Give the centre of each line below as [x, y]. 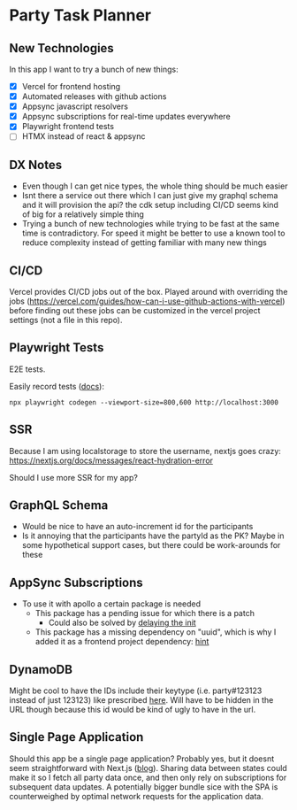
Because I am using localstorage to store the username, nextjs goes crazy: [145, 451]
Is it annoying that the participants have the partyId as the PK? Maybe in [153, 536]
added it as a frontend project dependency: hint [122, 642]
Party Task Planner [80, 15]
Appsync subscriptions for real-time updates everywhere [126, 117]
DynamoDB [41, 669]
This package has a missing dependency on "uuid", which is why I [156, 632]
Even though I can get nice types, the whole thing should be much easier [155, 186]
